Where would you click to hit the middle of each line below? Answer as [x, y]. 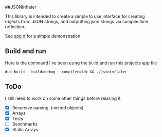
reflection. [15, 27]
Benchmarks [25, 124]
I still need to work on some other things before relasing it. [63, 98]
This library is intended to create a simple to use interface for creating [75, 16]
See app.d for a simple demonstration [43, 36]
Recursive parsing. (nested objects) [48, 107]
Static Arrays [25, 129]
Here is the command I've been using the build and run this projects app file [81, 63]
